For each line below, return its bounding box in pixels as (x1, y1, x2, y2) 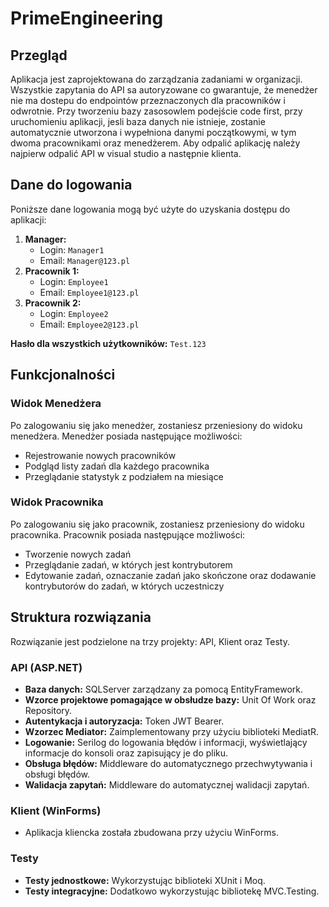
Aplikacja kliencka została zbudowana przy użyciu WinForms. (24, 827, 279, 839)
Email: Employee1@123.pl (39, 286, 140, 298)
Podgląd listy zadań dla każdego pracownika (24, 460, 210, 472)
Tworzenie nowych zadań (24, 548, 132, 560)
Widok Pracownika (10, 495, 104, 509)
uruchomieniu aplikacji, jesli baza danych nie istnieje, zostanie (10, 116, 266, 127)
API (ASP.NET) (10, 660, 83, 674)
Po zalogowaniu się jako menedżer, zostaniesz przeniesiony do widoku (10, 419, 303, 431)
